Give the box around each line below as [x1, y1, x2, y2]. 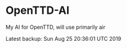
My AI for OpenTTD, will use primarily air [5, 23, 105, 31]
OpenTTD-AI [5, 4, 69, 17]
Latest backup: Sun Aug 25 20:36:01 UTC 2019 [5, 35, 122, 42]
